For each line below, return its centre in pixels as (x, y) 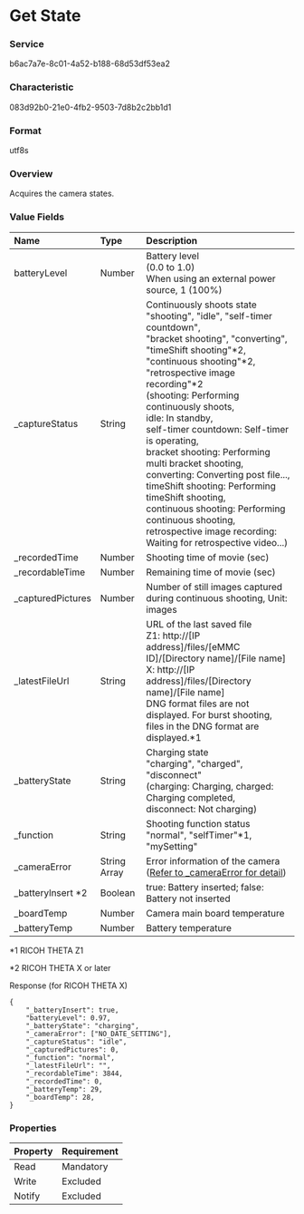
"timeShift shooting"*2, (196, 350)
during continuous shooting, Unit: (217, 597)
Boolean (118, 892)
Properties (33, 1128)
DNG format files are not (198, 704)
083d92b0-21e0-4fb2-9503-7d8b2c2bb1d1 (90, 107)
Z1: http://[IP (173, 636)
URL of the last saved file (199, 624)
